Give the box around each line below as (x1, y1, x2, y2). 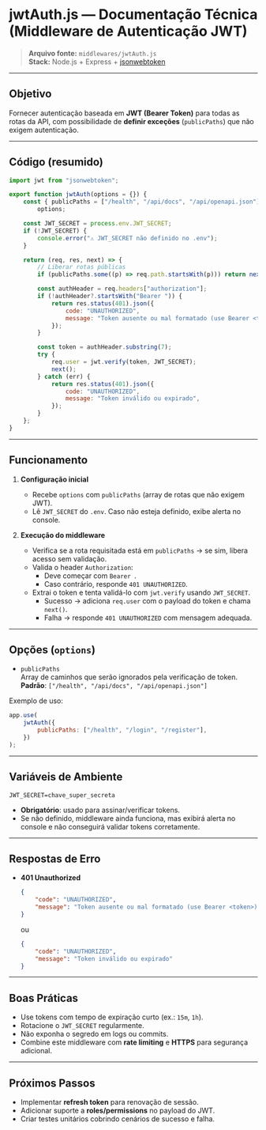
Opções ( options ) (9, 643, 96, 657)
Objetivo (9, 87, 52, 100)
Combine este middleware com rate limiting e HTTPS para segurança (20, 1037, 249, 1047)
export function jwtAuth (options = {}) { (9, 191, 148, 198)
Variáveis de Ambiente (9, 770, 123, 784)
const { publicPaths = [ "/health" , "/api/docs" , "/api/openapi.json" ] (23, 198, 260, 206)
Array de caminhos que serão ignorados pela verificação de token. (20, 672, 238, 682)
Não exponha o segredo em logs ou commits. (20, 1030, 169, 1039)
